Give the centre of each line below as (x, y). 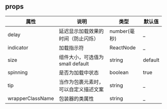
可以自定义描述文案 (81, 89)
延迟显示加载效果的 (81, 31)
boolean (119, 72)
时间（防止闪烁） (79, 39)
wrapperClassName (31, 98)
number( (120, 31)
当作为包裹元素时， (81, 82)
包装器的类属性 (76, 99)
